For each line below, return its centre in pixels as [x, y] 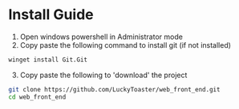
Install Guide [51, 15]
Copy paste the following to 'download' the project [103, 75]
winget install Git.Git [48, 60]
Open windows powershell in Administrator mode [101, 37]
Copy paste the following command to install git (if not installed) [125, 45]
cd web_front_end [37, 97]
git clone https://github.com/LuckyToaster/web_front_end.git [114, 89]
